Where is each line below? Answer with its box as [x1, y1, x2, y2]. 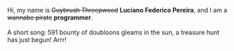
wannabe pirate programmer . [7, 13, 93, 22]
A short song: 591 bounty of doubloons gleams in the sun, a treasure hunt [7, 28, 220, 36]
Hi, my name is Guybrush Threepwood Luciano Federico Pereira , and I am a [7, 6, 228, 14]
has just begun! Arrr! [7, 36, 67, 44]
